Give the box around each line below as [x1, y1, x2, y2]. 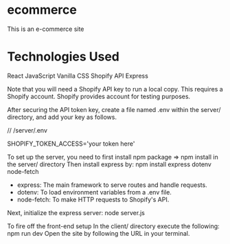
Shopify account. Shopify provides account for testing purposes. [7, 92, 191, 100]
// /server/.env [7, 126, 48, 134]
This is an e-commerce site [7, 25, 84, 33]
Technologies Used [7, 49, 120, 65]
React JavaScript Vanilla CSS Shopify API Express [7, 71, 149, 80]
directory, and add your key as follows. [7, 113, 117, 121]
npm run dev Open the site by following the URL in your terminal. [7, 229, 190, 237]
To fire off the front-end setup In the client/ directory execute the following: [7, 222, 220, 230]
